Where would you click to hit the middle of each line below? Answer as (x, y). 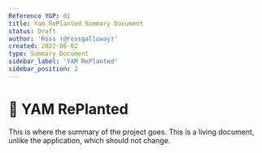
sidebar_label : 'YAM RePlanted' (63, 62)
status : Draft (33, 31)
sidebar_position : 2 (44, 69)
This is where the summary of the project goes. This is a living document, (131, 132)
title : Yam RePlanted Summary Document (76, 24)
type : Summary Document (49, 54)
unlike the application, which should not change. (90, 140)
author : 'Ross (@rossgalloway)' (63, 39)
